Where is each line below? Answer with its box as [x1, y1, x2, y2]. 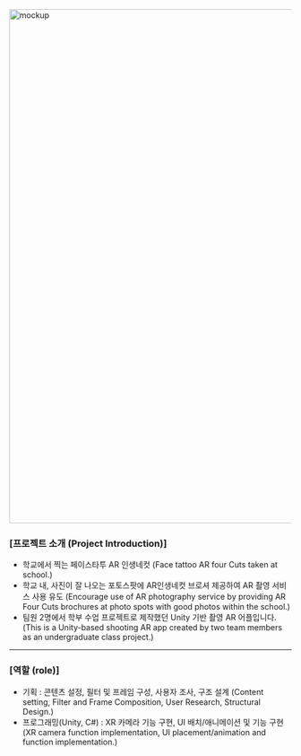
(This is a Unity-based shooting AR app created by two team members [21, 622, 283, 633]
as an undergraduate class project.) [21, 632, 154, 643]
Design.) [21, 706, 54, 716]
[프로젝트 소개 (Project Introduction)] [9, 537, 168, 549]
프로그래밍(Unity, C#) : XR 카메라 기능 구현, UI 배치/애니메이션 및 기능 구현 [21, 716, 284, 727]
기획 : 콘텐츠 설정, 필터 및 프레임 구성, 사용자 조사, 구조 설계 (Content [21, 686, 264, 697]
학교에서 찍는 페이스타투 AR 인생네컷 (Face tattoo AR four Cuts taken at [21, 559, 278, 570]
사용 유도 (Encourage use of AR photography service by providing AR [31, 592, 287, 602]
